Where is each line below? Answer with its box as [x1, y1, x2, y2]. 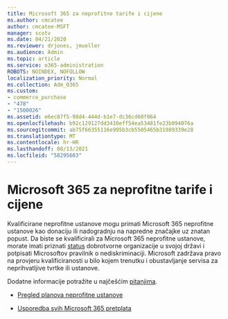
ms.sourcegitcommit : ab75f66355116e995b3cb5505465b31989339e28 [7, 126, 194, 133]
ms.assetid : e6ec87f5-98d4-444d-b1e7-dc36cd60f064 [7, 113, 157, 120]
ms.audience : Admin [7, 49, 64, 56]
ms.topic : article [7, 55, 60, 62]
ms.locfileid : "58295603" [7, 152, 82, 159]
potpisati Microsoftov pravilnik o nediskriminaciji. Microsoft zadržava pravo [7, 249, 222, 257]
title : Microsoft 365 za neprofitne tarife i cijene [7, 10, 163, 17]
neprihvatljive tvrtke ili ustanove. [7, 264, 100, 272]
